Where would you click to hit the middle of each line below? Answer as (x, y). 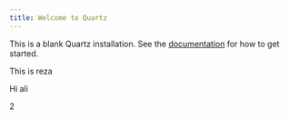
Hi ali (19, 88)
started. (24, 53)
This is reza (31, 71)
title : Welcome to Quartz (58, 18)
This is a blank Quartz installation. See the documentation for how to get (144, 44)
